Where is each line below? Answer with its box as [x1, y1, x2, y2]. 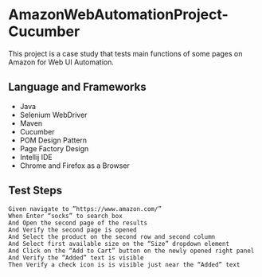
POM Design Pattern [19, 135, 88, 145]
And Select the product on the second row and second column [8, 232, 216, 240]
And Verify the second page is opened [8, 225, 137, 234]
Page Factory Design [19, 143, 89, 153]
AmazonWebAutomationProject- [8, 6, 229, 24]
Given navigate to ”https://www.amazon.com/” [8, 205, 162, 213]
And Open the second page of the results [8, 219, 148, 227]
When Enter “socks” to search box [8, 212, 123, 220]
